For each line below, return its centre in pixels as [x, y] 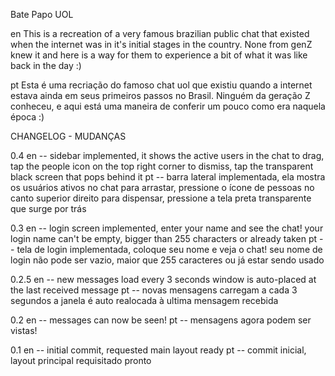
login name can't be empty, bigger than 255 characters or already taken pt [164, 238]
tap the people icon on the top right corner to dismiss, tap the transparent [162, 166]
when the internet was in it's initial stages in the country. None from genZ [161, 44]
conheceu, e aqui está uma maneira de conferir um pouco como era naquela [168, 106]
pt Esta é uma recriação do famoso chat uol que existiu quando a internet [161, 85]
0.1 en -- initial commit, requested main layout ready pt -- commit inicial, [158, 350]
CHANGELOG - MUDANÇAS [68, 136]
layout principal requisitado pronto [81, 360]
